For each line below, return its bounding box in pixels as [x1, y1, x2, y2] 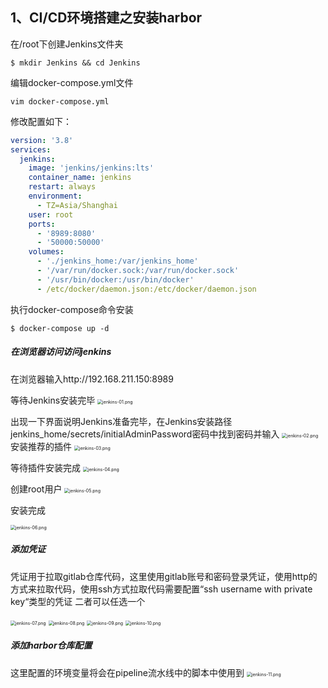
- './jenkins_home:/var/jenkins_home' [36, 256, 199, 267]
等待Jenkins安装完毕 [10, 394, 96, 406]
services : [10, 144, 52, 155]
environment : [28, 191, 83, 202]
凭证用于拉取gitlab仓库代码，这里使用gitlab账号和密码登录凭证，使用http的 [10, 570, 318, 582]
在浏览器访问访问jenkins [10, 346, 112, 358]
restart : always [28, 182, 97, 192]
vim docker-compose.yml [10, 96, 110, 107]
